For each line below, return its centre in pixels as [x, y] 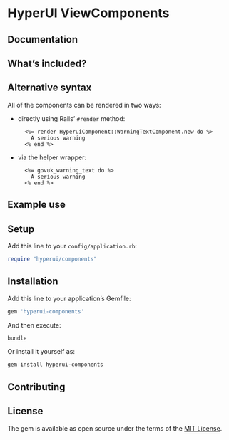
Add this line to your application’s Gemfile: [69, 298]
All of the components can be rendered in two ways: [85, 105]
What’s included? [47, 63]
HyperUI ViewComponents [88, 13]
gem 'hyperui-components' [46, 311]
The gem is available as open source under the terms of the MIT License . [115, 428]
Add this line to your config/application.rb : [72, 246]
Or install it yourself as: [41, 352]
